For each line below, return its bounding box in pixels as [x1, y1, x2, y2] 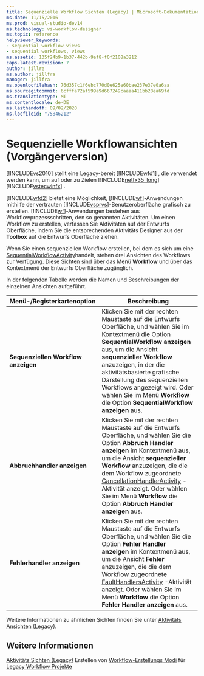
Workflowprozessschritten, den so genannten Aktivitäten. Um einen [6, 214, 175, 221]
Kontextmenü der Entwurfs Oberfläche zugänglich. [6, 264, 134, 272]
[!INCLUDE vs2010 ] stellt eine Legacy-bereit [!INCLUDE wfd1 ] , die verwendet [6, 170, 197, 177]
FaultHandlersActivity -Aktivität [101, 578, 192, 587]
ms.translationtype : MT [6, 94, 67, 100]
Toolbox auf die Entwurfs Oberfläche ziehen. [6, 233, 120, 241]
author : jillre [6, 65, 45, 72]
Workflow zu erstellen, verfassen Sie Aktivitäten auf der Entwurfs [6, 220, 170, 228]
